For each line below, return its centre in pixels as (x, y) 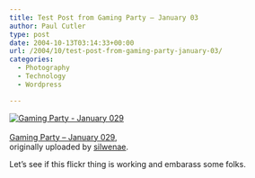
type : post (30, 34)
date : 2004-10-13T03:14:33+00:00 (72, 43)
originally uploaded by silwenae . (69, 147)
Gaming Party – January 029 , (63, 137)
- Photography (44, 68)
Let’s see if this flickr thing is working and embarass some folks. (128, 164)
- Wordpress (40, 85)
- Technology (42, 76)
